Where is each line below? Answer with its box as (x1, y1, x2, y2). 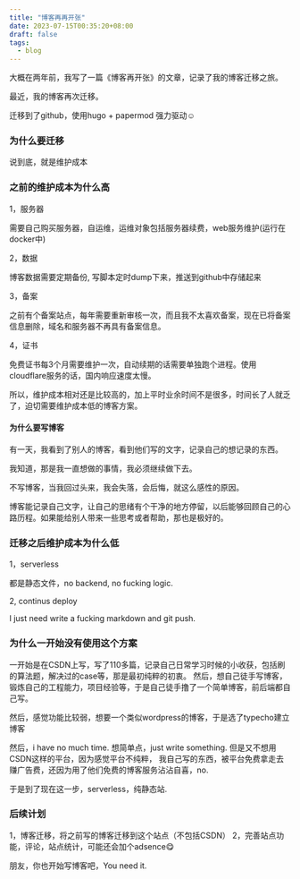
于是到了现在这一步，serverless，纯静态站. (9, 783, 168, 794)
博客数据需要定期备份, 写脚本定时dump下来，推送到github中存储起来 (9, 271, 262, 282)
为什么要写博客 (9, 422, 64, 433)
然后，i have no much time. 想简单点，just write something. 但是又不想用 (9, 742, 277, 753)
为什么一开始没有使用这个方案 (9, 637, 138, 650)
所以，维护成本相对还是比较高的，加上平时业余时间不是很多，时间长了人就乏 (9, 388, 291, 399)
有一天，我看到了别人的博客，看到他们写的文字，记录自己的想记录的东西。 (9, 444, 283, 455)
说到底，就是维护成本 (9, 157, 87, 167)
